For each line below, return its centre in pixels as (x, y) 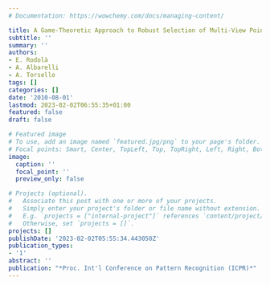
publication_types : (41, 246)
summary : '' (28, 45)
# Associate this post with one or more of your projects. (113, 202)
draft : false (30, 120)
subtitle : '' (30, 38)
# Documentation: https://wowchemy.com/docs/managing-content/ (117, 16)
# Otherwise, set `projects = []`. (72, 223)
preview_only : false (50, 179)
